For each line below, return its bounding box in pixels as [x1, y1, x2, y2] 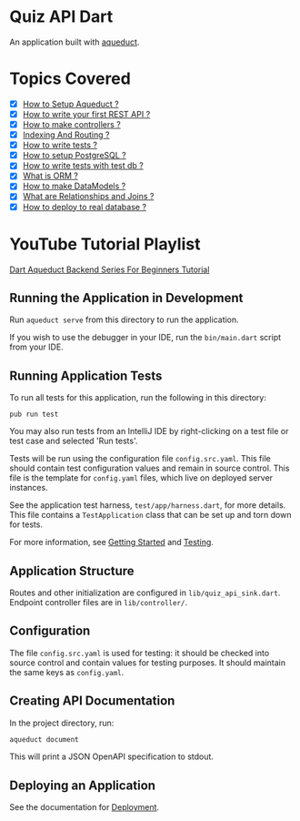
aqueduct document [9, 735, 79, 744]
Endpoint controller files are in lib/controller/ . [9, 596, 188, 607]
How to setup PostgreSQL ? [22, 150, 126, 161]
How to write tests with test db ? [22, 160, 144, 171]
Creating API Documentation [9, 694, 175, 709]
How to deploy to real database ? [22, 201, 147, 212]
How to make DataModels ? [22, 180, 126, 192]
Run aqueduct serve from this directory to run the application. [9, 314, 239, 325]
